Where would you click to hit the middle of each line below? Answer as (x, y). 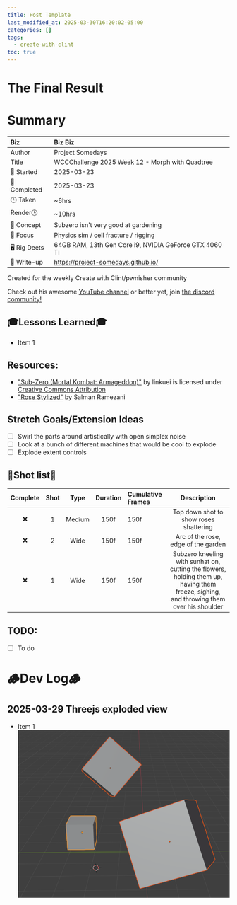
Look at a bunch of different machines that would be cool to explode (117, 444)
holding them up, (198, 577)
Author (20, 152)
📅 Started (24, 172)
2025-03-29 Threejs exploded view (87, 709)
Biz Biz (64, 142)
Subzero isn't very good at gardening (108, 225)
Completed (26, 189)
